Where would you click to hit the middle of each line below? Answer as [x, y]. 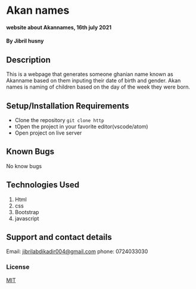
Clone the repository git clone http [59, 120]
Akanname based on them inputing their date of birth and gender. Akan [94, 81]
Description [28, 60]
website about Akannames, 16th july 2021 [59, 27]
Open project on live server [48, 133]
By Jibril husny [25, 41]
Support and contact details [59, 237]
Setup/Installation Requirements [68, 106]
